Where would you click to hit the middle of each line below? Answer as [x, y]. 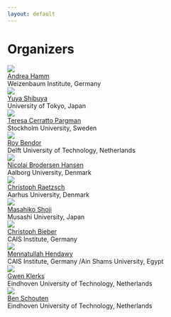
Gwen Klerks [26, 276]
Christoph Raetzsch [36, 187]
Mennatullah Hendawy [40, 254]
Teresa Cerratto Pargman [44, 120]
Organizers [41, 49]
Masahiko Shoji [29, 209]
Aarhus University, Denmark [49, 194]
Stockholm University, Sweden [52, 128]
